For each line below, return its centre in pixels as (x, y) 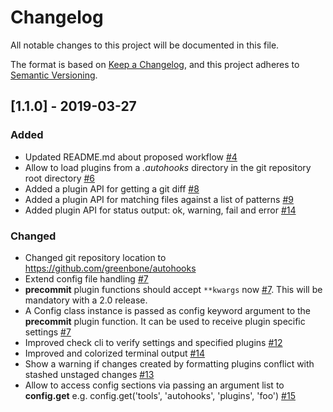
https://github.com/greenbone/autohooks (110, 268)
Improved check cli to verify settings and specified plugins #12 (153, 342)
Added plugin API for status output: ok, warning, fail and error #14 (160, 210)
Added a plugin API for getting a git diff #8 (112, 188)
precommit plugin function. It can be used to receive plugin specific (165, 321)
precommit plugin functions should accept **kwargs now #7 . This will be (173, 289)
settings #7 (48, 332)
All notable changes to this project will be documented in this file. (145, 45)
